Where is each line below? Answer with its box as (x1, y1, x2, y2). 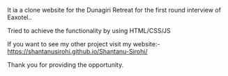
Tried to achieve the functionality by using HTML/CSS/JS (7, 27, 171, 35)
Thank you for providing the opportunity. (7, 61, 124, 68)
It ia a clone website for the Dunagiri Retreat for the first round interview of (7, 6, 222, 14)
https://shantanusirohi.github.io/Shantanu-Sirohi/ (7, 48, 148, 55)
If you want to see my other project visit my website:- (7, 40, 160, 48)
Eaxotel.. (7, 13, 33, 21)
